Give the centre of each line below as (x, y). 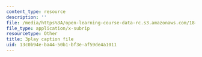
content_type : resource (36, 12)
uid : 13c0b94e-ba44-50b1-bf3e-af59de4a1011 (62, 45)
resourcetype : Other (32, 34)
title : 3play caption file (40, 39)
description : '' (26, 17)
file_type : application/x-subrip (48, 28)
